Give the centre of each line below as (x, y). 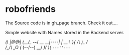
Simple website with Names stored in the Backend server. (65, 32)
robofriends (31, 9)
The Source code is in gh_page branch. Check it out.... (61, 23)
